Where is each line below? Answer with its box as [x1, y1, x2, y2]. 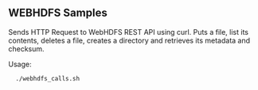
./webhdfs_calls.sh [15, 74, 80, 82]
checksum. [8, 43, 45, 54]
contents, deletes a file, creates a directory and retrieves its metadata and [8, 36, 251, 45]
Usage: [8, 59, 32, 69]
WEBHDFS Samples [8, 6, 107, 20]
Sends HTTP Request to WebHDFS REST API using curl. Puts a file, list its [8, 27, 249, 36]
